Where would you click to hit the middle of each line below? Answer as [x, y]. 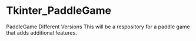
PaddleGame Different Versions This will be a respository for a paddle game [98, 27]
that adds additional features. [42, 32]
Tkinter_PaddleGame [59, 11]
